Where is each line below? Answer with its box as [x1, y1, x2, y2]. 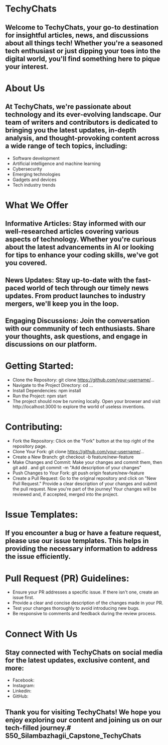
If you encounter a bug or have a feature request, [5, 529, 161, 537]
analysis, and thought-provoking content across [5, 134, 159, 142]
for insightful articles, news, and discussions [5, 31, 149, 39]
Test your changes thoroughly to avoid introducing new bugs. [12, 605, 140, 611]
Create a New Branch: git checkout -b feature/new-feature [12, 454, 134, 460]
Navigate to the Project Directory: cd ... [12, 382, 93, 388]
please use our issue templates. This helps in [5, 537, 149, 545]
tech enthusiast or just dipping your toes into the [5, 46, 160, 55]
